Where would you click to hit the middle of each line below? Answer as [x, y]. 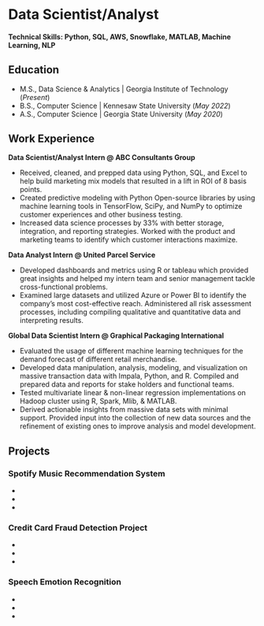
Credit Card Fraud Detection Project [78, 528]
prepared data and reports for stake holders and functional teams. [127, 384]
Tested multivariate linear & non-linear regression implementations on [132, 393]
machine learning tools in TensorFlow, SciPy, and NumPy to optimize [131, 206]
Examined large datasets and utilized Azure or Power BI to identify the [133, 295]
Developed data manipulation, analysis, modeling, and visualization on [134, 368]
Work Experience [52, 138]
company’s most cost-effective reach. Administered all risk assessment [136, 304]
